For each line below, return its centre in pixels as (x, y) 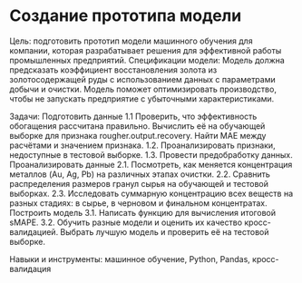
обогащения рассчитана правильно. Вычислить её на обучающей (137, 126)
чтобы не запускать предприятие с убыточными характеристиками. (142, 98)
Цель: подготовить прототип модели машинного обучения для (131, 41)
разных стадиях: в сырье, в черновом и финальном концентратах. (138, 203)
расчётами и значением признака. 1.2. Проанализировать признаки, (142, 145)
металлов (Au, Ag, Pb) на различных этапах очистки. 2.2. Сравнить (140, 174)
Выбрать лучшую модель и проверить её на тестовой (165, 231)
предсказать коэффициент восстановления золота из (113, 70)
